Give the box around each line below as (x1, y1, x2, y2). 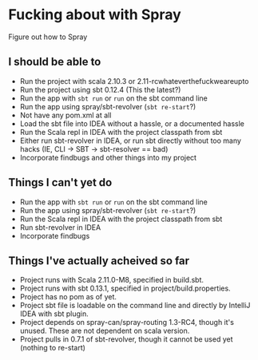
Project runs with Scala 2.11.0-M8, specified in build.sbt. (19, 275, 204, 285)
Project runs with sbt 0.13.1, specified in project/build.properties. (19, 283, 231, 293)
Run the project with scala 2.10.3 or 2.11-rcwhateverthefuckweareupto (19, 76, 249, 85)
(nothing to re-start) (19, 343, 86, 353)
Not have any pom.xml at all (19, 110, 112, 120)
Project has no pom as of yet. (19, 292, 117, 302)
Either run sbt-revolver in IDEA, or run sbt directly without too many (19, 136, 242, 145)
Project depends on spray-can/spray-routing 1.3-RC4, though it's (19, 318, 234, 327)
